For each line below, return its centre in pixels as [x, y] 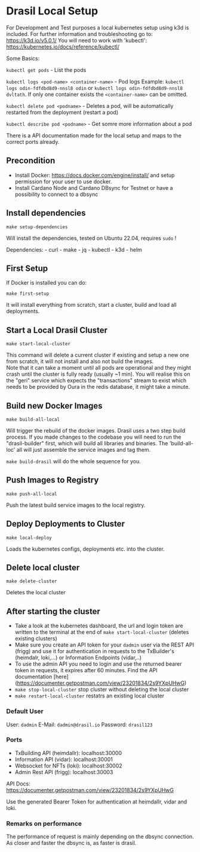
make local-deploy [29, 537]
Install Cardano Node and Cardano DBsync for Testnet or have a [94, 188]
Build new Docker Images [54, 406]
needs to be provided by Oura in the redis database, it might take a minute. [98, 387]
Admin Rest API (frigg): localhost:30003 [64, 772]
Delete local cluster [43, 568]
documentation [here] [41, 677]
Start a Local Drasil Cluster [57, 330]
